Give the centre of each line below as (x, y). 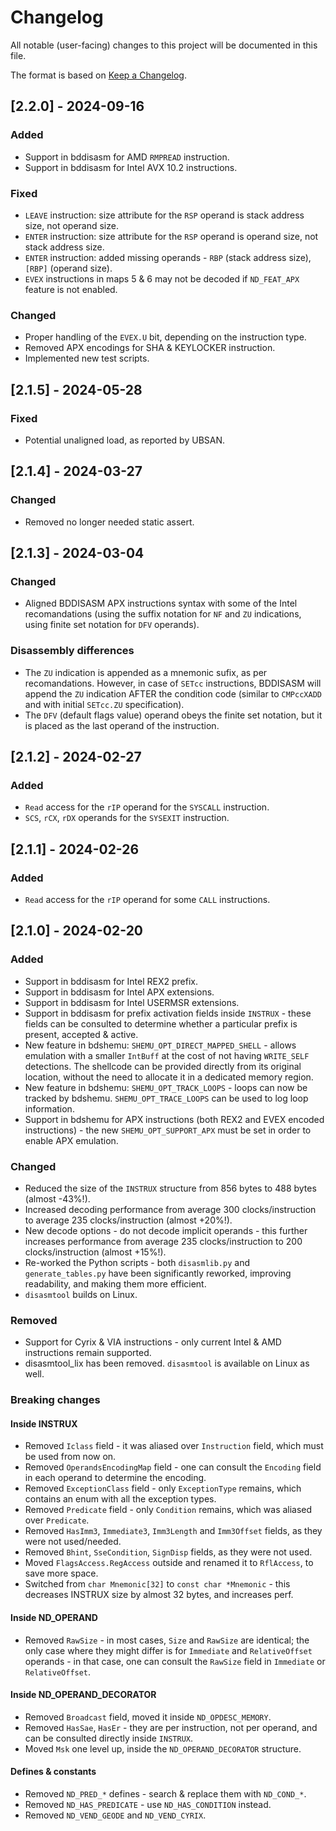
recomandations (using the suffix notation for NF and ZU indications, (163, 614)
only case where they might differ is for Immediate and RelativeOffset (168, 1650)
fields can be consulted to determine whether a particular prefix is (161, 1023)
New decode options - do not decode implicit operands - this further (166, 1230)
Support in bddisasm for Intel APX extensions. (119, 992)
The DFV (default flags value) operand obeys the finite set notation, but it (173, 715)
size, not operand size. (71, 225)
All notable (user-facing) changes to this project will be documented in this (164, 45)
